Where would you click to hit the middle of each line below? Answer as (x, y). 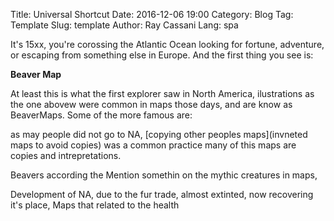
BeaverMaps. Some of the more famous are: (101, 115)
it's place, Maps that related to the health (95, 205)
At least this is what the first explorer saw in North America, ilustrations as (162, 93)
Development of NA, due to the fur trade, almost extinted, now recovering (162, 194)
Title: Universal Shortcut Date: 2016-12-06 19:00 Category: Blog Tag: (152, 14)
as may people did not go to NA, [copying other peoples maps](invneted (159, 134)
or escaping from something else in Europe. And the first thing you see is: (162, 55)
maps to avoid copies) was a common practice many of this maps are (153, 145)
